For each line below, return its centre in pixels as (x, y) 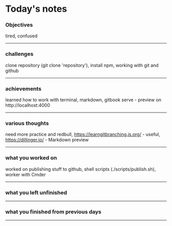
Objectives (19, 25)
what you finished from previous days (53, 212)
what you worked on (31, 158)
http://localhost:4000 (28, 105)
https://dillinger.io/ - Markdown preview (47, 140)
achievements (24, 88)
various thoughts (27, 123)
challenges (19, 54)
